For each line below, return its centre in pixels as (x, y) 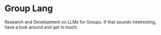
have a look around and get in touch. (41, 27)
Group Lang (29, 9)
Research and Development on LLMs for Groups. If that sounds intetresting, (80, 22)
